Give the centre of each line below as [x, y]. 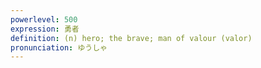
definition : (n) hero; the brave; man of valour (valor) [131, 38]
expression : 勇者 [45, 29]
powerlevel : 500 [44, 19]
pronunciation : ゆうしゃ [59, 47]
